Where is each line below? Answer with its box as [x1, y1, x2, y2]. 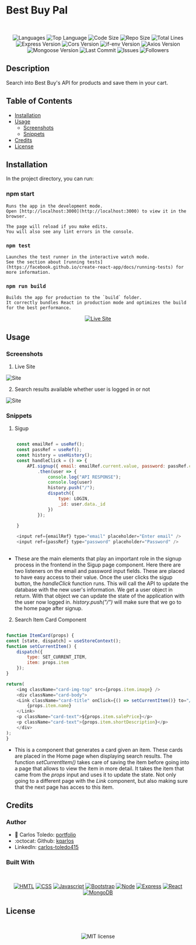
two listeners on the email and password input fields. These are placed [14, 567, 185, 574]
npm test [6, 242, 31, 249]
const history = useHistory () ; [16, 452, 93, 458]
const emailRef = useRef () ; [16, 441, 85, 448]
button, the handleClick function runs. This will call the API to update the [14, 580, 188, 587]
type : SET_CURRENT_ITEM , [27, 654, 87, 660]
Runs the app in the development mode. [6, 203, 103, 209]
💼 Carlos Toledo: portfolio [14, 831, 76, 839]
